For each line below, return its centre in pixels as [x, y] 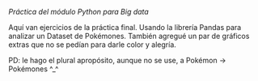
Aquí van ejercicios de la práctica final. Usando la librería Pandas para [125, 27]
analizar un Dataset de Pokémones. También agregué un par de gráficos [129, 36]
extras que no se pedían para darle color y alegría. [92, 45]
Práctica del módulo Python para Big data [79, 12]
